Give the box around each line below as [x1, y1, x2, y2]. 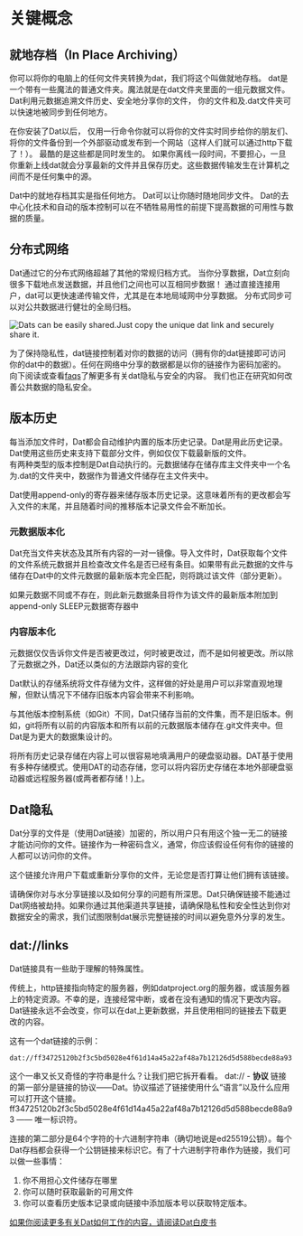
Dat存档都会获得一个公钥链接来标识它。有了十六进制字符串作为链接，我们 [9, 1144, 283, 1155]
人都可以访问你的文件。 [9, 850, 96, 861]
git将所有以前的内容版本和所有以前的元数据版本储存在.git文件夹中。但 [24, 720, 284, 731]
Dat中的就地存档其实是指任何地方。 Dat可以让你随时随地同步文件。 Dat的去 [9, 191, 289, 201]
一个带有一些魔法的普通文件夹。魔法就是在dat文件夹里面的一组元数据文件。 [9, 84, 290, 95]
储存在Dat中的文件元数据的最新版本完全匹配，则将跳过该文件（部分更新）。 [9, 570, 287, 581]
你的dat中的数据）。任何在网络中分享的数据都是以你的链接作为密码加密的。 [9, 359, 287, 370]
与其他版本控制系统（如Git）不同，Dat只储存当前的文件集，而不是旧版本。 [9, 708, 286, 719]
